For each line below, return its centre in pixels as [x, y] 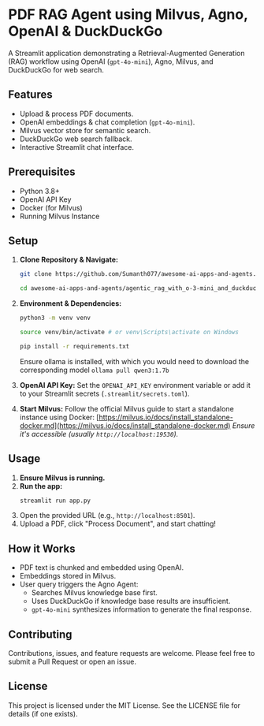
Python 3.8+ [40, 191]
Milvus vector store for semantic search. [85, 130]
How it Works [42, 548]
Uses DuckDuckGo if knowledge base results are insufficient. [131, 601]
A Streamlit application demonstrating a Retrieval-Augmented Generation [127, 53]
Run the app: [41, 486]
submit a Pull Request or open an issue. [72, 662]
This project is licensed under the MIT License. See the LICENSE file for [125, 705]
